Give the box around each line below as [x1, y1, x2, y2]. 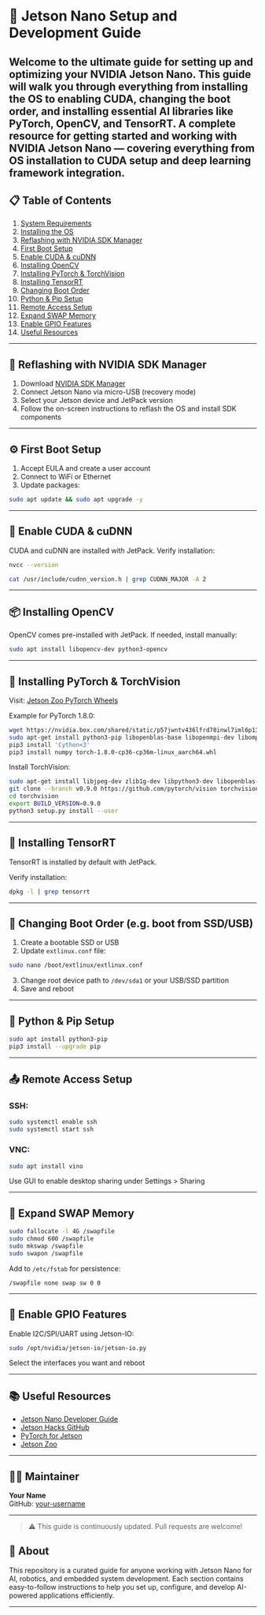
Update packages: [20, 480, 81, 490]
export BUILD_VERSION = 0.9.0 [9, 800, 101, 807]
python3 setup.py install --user [9, 807, 119, 815]
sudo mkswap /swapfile [9, 1242, 83, 1250]
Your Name [9, 1490, 46, 1500]
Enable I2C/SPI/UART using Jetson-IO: [9, 1329, 134, 1338]
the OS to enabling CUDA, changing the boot [9, 92, 231, 106]
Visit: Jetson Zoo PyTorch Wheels [9, 696, 119, 705]
